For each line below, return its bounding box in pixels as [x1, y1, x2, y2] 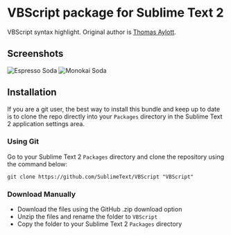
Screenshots [7, 48, 64, 60]
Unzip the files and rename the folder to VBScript [17, 213, 158, 221]
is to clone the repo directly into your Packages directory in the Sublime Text [7, 112, 223, 121]
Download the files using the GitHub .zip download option [17, 205, 182, 214]
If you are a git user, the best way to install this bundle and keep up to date [7, 105, 221, 113]
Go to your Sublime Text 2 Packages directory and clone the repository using [7, 153, 224, 161]
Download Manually [7, 189, 76, 199]
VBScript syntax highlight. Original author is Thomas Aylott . [7, 28, 177, 36]
